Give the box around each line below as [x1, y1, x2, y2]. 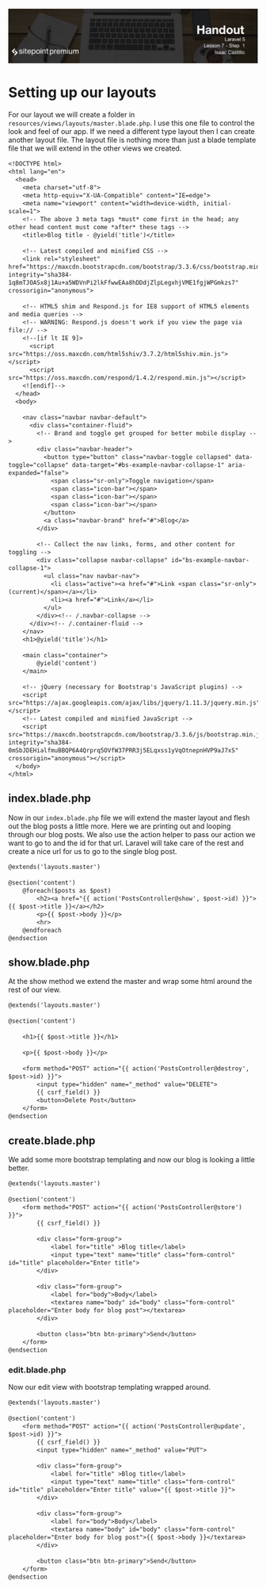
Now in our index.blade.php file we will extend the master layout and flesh [8, 813, 251, 822]
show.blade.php [8, 955, 90, 969]
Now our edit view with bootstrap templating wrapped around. [8, 1383, 211, 1392]
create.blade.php [8, 1134, 96, 1147]
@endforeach [22, 926, 62, 934]
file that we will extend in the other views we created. [8, 143, 182, 153]
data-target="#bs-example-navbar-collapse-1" [71, 461, 225, 469]
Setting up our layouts [8, 83, 157, 101]
